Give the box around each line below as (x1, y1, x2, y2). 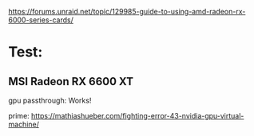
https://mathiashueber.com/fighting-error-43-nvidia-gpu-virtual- (30, 111, 244, 120)
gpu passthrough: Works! (8, 95, 92, 105)
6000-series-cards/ (8, 15, 73, 25)
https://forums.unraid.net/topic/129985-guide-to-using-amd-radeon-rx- (8, 7, 246, 16)
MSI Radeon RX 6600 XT (8, 75, 134, 88)
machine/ (8, 119, 40, 129)
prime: (8, 111, 30, 120)
